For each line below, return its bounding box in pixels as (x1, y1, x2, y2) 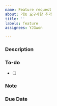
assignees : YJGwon (5, 26, 43, 30)
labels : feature (5, 21, 38, 26)
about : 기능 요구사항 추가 (5, 12, 52, 17)
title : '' (5, 16, 26, 21)
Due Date (5, 96, 28, 103)
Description (5, 46, 34, 53)
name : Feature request (5, 7, 52, 12)
